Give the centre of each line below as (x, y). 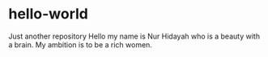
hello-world (49, 14)
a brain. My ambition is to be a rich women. (80, 44)
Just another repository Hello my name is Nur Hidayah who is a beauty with (134, 36)
